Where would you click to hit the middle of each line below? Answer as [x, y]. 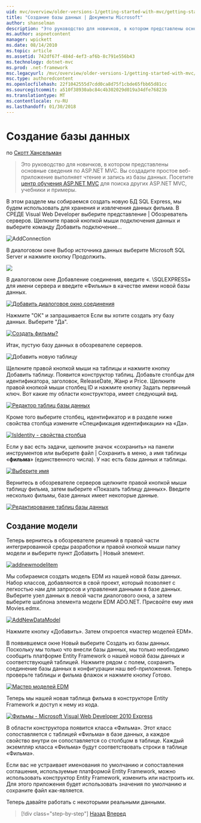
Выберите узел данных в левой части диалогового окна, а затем [89, 596]
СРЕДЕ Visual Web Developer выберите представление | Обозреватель [97, 214]
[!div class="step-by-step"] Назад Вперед [73, 814]
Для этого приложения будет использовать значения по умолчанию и [96, 784]
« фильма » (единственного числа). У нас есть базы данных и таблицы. [97, 459]
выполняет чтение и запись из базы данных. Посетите [124, 177]
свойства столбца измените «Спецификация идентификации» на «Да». [97, 423]
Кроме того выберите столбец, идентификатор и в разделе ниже [89, 417]
